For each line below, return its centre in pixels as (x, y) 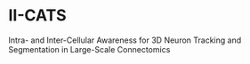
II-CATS (38, 16)
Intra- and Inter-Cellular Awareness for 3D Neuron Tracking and (125, 40)
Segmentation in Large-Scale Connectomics (89, 49)
